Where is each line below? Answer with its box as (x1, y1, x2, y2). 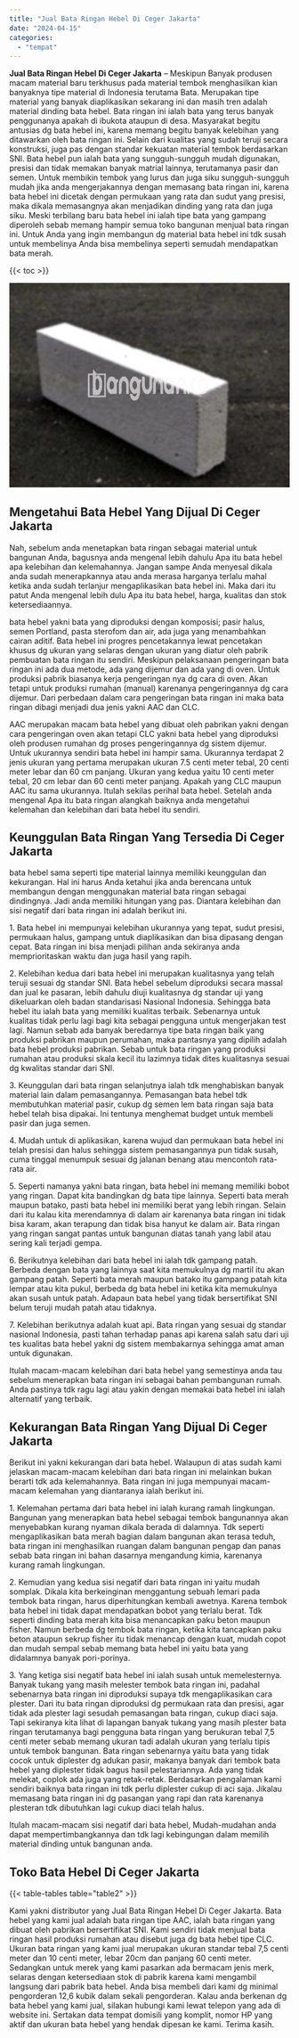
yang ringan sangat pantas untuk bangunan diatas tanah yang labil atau (9, 1228, 271, 1239)
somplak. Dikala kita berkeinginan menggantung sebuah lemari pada (9, 1586, 261, 1597)
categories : (9, 33, 53, 42)
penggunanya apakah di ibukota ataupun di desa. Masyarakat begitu (9, 116, 261, 127)
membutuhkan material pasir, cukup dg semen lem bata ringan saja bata (9, 1099, 274, 1109)
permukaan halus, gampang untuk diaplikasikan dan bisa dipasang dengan (9, 932, 284, 943)
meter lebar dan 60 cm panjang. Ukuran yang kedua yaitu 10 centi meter (9, 766, 275, 777)
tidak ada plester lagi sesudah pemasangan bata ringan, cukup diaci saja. (9, 1707, 279, 1719)
